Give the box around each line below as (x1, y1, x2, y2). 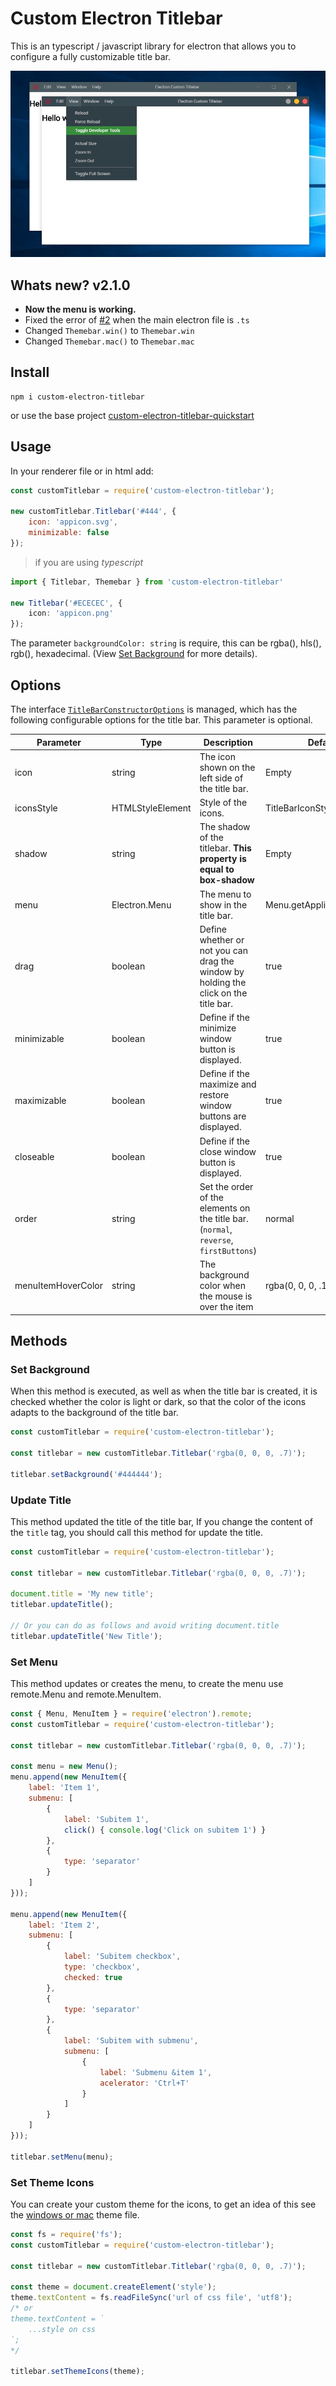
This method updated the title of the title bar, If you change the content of (10, 1515, 313, 1527)
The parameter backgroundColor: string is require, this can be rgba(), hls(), (10, 637, 322, 649)
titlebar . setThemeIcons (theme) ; (10, 2367, 145, 2377)
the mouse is (199, 1290, 253, 1302)
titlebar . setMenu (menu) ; (10, 2152, 114, 2162)
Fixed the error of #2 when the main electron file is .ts (24, 313, 250, 326)
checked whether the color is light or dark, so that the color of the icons (10, 1396, 307, 1408)
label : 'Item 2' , (28, 1920, 101, 1930)
